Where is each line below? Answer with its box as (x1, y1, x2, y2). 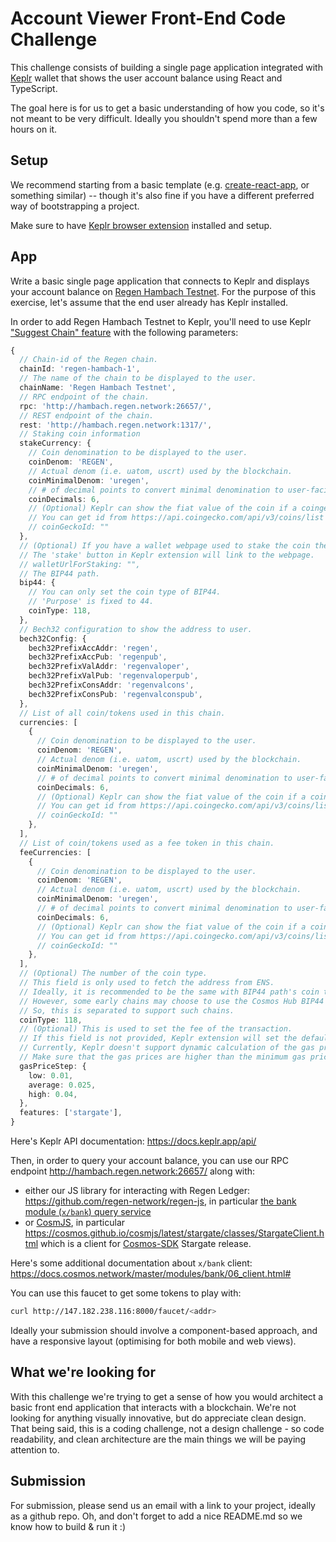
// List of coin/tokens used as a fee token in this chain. (19, 838, 275, 848)
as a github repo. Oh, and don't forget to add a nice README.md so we (10, 1510, 303, 1522)
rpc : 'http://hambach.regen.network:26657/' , (19, 401, 213, 411)
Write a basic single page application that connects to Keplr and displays (10, 275, 310, 287)
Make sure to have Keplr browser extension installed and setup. (10, 219, 273, 231)
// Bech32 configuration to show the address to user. (19, 624, 253, 634)
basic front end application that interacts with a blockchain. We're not (10, 1401, 297, 1413)
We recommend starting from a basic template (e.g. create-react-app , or (10, 178, 310, 191)
